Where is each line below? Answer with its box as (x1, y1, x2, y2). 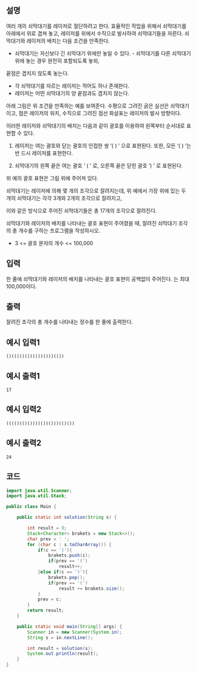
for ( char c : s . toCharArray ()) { (27, 541, 112, 548)
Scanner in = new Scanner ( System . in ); (27, 629, 122, 635)
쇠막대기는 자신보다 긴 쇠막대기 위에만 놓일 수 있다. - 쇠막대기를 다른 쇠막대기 (14, 50, 191, 57)
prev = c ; (37, 596, 62, 603)
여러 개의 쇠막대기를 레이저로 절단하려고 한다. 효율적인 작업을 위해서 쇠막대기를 (6, 22, 187, 30)
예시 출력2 (6, 438, 42, 448)
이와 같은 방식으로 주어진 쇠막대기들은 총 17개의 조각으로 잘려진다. (6, 207, 157, 214)
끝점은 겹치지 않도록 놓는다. (6, 70, 69, 77)
